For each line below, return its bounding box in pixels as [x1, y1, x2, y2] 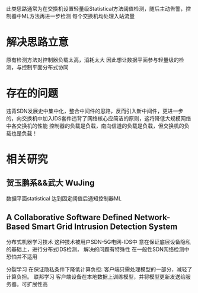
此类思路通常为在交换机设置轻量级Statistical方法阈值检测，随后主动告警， [6, 5, 186, 12]
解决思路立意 [6, 36, 69, 49]
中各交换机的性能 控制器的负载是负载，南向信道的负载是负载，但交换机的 [6, 122, 184, 129]
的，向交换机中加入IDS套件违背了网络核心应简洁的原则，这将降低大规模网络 [6, 114, 191, 122]
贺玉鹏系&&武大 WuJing [6, 178, 95, 188]
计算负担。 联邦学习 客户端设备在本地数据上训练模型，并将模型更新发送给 [6, 273, 186, 280]
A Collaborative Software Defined [6, 212, 133, 222]
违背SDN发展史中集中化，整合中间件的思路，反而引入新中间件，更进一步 [6, 107, 184, 114]
